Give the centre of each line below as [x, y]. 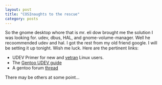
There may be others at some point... [42, 77]
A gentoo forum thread [35, 68]
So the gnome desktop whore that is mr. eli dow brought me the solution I [79, 33]
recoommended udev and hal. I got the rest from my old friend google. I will [81, 43]
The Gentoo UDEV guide [37, 63]
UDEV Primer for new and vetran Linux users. [58, 58]
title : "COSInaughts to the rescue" [42, 14]
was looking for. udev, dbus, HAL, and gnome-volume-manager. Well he [78, 38]
